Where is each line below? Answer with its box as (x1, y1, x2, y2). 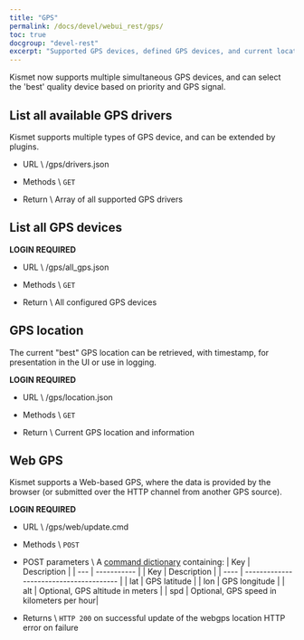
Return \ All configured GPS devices (22, 296, 157, 308)
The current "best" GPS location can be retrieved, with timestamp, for (9, 347, 270, 358)
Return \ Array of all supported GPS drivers (22, 194, 184, 205)
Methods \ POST (22, 540, 80, 550)
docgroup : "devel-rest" (9, 38, 100, 48)
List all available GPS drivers (9, 108, 173, 123)
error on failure (22, 622, 79, 634)
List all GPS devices (9, 220, 122, 235)
